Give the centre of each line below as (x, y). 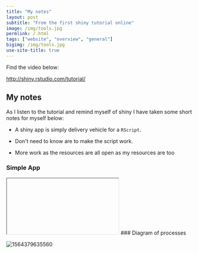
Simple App (23, 168)
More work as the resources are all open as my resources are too (95, 153)
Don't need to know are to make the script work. (74, 141)
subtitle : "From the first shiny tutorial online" (70, 23)
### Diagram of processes (153, 233)
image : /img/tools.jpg (34, 28)
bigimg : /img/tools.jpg (36, 45)
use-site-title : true (33, 50)
